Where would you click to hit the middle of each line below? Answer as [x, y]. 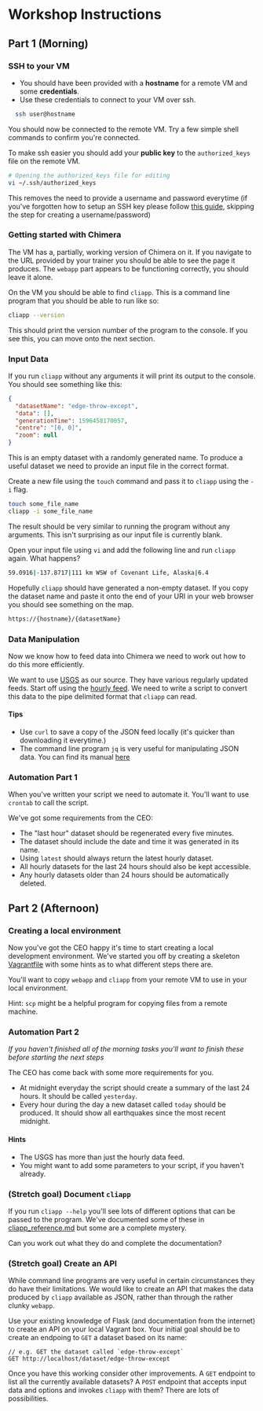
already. [33, 1173]
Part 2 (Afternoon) [54, 908]
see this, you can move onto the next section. [82, 338]
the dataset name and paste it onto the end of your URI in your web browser [131, 596]
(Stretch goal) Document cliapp [69, 1194]
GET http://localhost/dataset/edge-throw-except [89, 1359]
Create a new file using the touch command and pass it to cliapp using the [128, 481]
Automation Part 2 [44, 1032]
